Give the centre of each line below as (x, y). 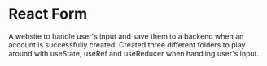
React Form (48, 14)
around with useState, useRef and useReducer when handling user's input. (133, 53)
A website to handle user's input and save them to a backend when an (126, 36)
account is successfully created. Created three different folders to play (127, 44)
